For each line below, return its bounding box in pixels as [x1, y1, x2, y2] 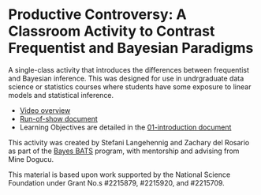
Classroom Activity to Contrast [8, 22, 215, 40]
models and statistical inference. [8, 90, 114, 99]
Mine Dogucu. [8, 154, 54, 163]
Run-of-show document [19, 114, 99, 123]
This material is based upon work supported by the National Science [8, 170, 231, 179]
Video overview [19, 105, 71, 115]
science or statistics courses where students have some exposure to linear [8, 81, 252, 92]
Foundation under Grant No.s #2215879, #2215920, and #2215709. [8, 178, 225, 187]
